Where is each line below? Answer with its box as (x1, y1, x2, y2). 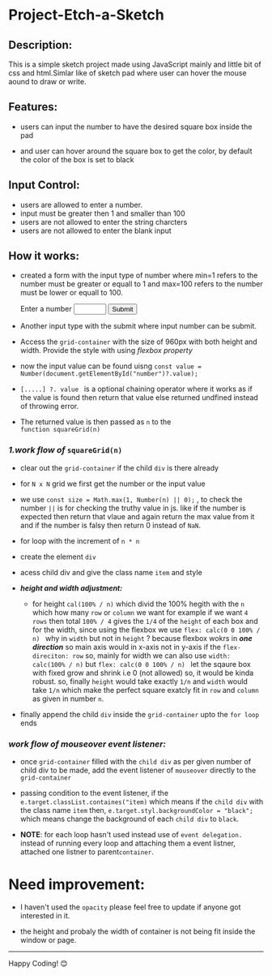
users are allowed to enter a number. (19, 200, 143, 209)
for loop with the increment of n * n (19, 535, 140, 545)
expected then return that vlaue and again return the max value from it (19, 511, 255, 521)
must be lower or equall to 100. (19, 288, 124, 298)
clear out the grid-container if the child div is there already (19, 462, 219, 472)
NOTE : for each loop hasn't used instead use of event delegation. (19, 830, 243, 840)
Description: (8, 38, 73, 52)
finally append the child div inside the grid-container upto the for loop (19, 709, 260, 719)
